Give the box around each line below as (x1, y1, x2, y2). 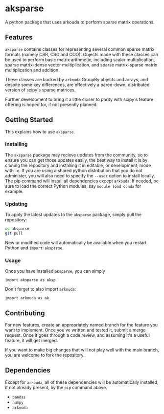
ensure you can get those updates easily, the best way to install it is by (5, 157, 148, 163)
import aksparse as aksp (5, 278, 56, 283)
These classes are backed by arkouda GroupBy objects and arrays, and (5, 76, 148, 82)
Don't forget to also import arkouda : (5, 286, 76, 292)
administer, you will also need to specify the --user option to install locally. (5, 173, 155, 178)
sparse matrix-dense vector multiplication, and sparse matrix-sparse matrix (5, 62, 158, 67)
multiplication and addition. (5, 67, 60, 73)
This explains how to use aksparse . (5, 129, 75, 134)
